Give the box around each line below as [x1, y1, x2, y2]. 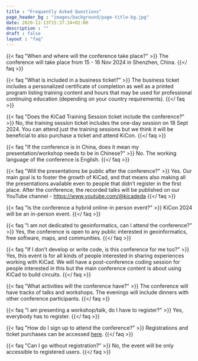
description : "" [6, 25, 49, 31]
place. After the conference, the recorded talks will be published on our [6, 186, 180, 193]
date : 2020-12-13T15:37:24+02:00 [6, 20, 89, 25]
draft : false [6, 31, 41, 37]
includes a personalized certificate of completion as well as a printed [6, 83, 174, 89]
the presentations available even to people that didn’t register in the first [6, 180, 181, 187]
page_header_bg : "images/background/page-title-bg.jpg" [6, 14, 150, 20]
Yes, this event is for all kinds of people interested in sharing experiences [6, 252, 184, 259]
